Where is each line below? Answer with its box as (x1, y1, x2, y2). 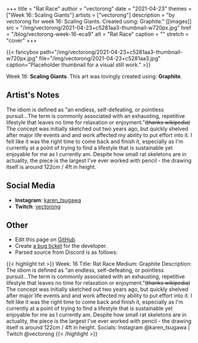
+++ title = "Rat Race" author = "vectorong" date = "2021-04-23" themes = (6, 5, 192, 12)
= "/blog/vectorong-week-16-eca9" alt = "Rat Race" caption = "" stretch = (6, 31, 189, 38)
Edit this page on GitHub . (14, 236, 77, 243)
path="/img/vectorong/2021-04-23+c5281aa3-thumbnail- (39, 48, 183, 56)
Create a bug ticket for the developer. (14, 242, 108, 250)
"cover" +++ (6, 37, 37, 44)
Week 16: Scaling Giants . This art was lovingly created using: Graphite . (6, 73, 182, 80)
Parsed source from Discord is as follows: (14, 248, 118, 256)
